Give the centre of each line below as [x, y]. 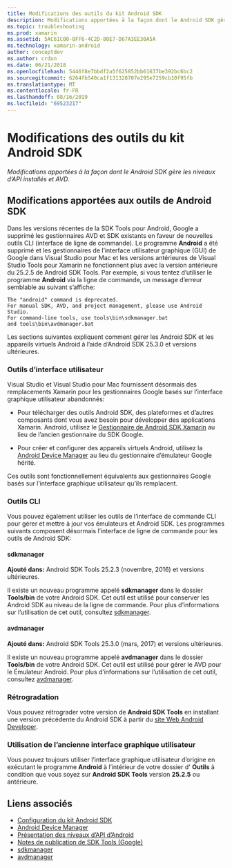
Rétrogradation [33, 697]
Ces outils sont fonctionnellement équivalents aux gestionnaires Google [109, 476]
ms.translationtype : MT [41, 84]
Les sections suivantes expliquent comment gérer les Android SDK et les [110, 337]
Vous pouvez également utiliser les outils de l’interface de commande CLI [112, 517]
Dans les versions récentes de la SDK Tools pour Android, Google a [103, 228]
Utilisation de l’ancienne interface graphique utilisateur [101, 744]
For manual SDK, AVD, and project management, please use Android [105, 306]
